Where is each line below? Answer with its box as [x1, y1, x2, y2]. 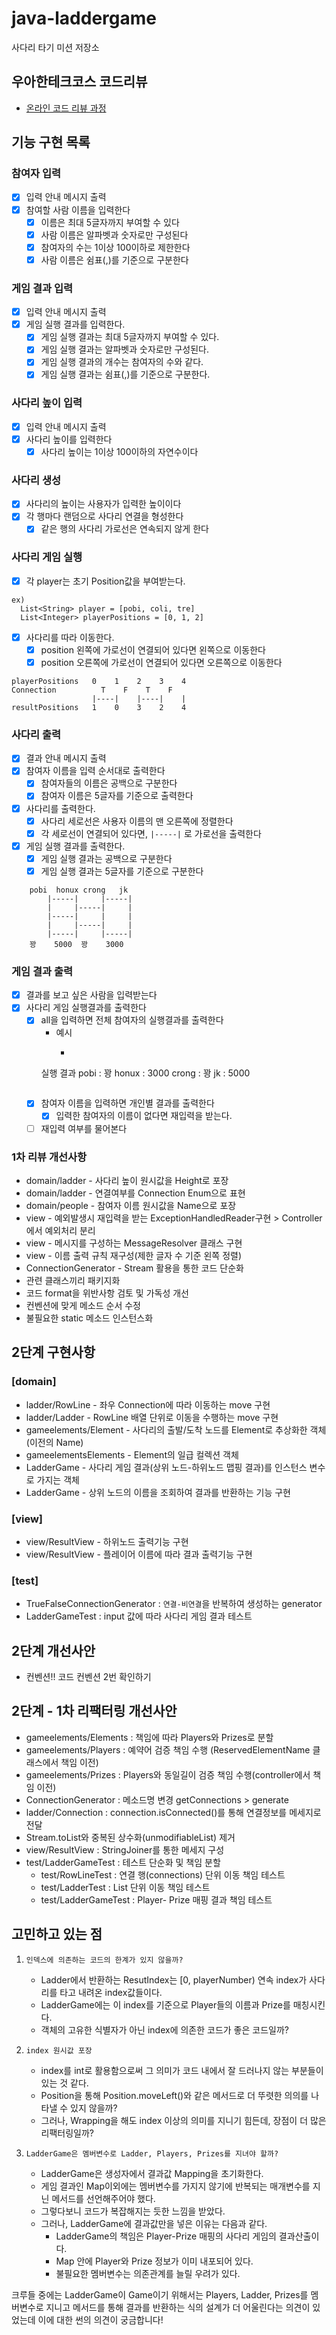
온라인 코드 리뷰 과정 [25, 102, 107, 114]
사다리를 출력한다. [25, 802, 96, 814]
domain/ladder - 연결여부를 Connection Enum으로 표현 [25, 1187, 246, 1199]
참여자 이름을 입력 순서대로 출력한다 [25, 765, 166, 777]
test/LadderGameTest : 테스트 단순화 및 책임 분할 [25, 1856, 221, 1868]
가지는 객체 [36, 1473, 80, 1486]
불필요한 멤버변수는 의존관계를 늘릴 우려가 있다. [55, 2267, 241, 2279]
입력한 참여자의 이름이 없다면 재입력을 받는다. [55, 1110, 233, 1122]
